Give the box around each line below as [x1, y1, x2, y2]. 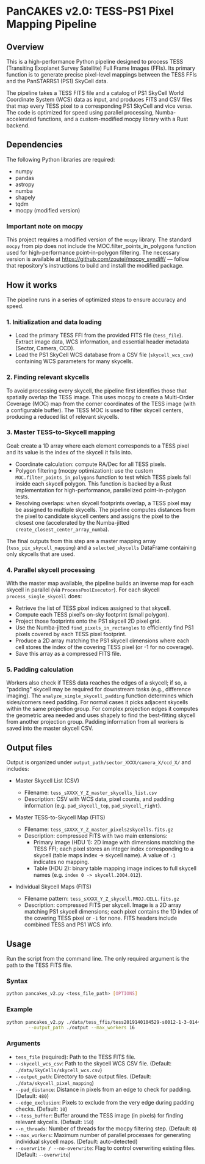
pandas [15, 174, 35, 181]
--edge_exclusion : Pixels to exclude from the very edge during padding [15, 1098, 194, 1106]
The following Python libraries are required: [6, 156, 115, 163]
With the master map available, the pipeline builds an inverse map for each [6, 580, 194, 587]
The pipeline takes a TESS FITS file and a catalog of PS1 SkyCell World [6, 89, 184, 96]
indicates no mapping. [33, 858, 90, 866]
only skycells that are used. [6, 550, 75, 558]
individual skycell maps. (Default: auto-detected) [15, 1138, 138, 1145]
